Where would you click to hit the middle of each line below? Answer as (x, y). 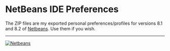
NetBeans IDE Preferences (62, 9)
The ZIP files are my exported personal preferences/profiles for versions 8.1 (84, 23)
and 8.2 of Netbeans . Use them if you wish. (51, 28)
